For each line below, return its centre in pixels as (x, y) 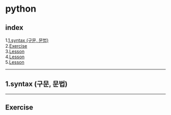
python (21, 9)
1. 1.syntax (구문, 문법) (27, 40)
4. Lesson (15, 57)
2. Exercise (16, 46)
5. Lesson (15, 62)
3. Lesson (15, 51)
